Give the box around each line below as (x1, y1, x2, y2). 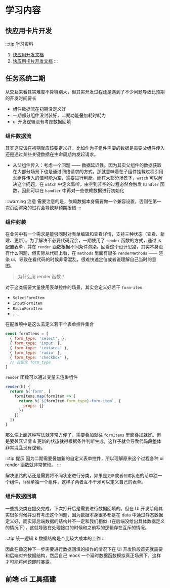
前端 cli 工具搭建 (5, 575, 56, 583)
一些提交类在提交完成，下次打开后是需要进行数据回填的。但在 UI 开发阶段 (5, 505, 159, 511)
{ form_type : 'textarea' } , (10, 346, 69, 351)
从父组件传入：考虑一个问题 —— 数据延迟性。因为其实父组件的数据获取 (12, 162, 162, 168)
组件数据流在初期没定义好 (12, 106, 66, 112)
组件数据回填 (5, 493, 37, 500)
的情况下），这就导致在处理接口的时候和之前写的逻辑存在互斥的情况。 (5, 524, 149, 531)
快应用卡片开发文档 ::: (12, 58, 58, 64)
